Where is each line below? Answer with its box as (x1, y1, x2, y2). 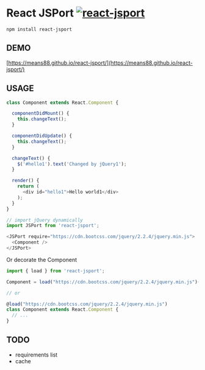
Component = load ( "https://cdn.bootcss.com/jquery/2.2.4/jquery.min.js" (6, 278, 195, 285)
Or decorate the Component (6, 256, 77, 263)
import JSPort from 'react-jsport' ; (6, 223, 99, 229)
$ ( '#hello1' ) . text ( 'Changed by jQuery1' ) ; (17, 161, 127, 167)
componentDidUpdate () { (12, 133, 72, 139)
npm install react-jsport (6, 26, 72, 32)
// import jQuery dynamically (6, 217, 84, 223)
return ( (17, 183, 40, 189)
